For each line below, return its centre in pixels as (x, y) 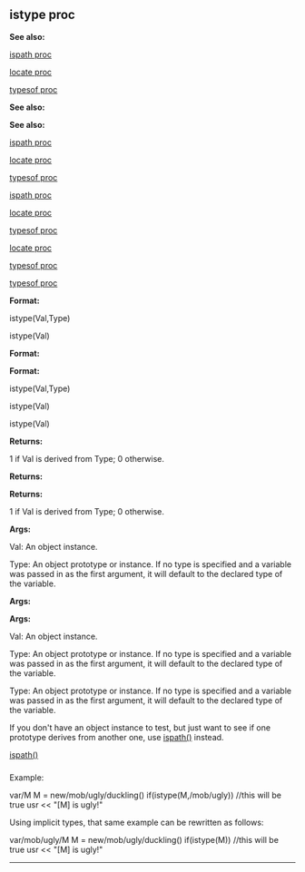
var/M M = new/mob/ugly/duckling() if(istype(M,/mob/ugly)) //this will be (145, 795)
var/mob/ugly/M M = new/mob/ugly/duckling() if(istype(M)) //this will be (144, 839)
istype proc (42, 15)
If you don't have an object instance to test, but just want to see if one (140, 727)
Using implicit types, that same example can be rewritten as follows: (137, 822)
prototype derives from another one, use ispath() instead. (117, 737)
